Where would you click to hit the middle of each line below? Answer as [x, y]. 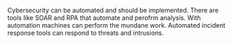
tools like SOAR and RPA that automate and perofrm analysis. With [104, 18]
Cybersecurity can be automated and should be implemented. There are [113, 10]
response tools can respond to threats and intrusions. [86, 33]
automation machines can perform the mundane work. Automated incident [116, 25]
